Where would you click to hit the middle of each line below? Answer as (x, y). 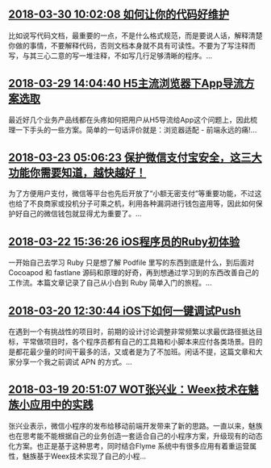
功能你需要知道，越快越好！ (77, 173)
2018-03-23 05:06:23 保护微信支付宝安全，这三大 (135, 158)
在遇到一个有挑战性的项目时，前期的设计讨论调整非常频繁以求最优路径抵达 (132, 332)
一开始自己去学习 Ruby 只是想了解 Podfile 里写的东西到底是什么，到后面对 (131, 263)
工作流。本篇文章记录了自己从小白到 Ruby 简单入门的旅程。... (110, 283)
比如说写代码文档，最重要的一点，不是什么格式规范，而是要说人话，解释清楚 (135, 36)
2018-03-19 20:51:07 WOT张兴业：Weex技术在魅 (133, 390)
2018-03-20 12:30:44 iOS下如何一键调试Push (125, 310)
